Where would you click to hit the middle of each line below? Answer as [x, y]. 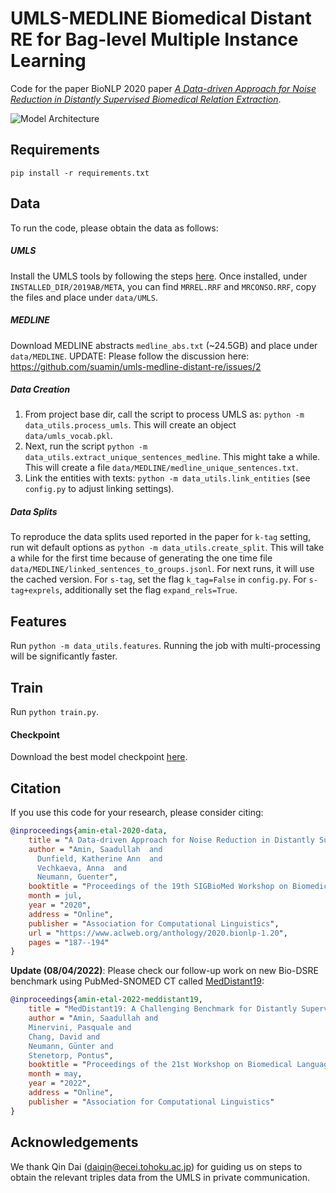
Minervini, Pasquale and [80, 1027]
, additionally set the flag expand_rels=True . [148, 590]
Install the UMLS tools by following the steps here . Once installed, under [159, 276]
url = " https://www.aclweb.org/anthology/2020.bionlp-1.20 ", [158, 933]
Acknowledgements [74, 1142]
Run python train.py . [54, 712]
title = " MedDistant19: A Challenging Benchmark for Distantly [163, 1009]
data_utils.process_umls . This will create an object [130, 425]
